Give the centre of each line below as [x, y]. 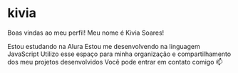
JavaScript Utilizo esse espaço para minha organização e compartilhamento [119, 54]
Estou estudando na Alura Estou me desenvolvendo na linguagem [104, 46]
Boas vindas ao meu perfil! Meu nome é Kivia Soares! [86, 33]
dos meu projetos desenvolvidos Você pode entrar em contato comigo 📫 [115, 62]
